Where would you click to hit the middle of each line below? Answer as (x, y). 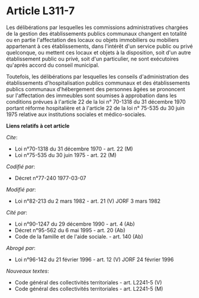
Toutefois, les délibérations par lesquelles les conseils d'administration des (97, 76)
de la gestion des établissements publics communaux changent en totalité (97, 33)
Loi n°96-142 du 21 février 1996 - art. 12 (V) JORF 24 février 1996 (94, 259)
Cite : (12, 137)
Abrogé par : (21, 248)
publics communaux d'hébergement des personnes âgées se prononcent (96, 89)
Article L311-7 (41, 11)
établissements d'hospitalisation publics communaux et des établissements (98, 83)
